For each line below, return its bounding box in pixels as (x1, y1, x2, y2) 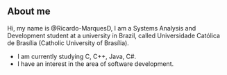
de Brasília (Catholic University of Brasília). (7, 38, 130, 47)
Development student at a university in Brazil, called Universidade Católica (7, 31, 221, 40)
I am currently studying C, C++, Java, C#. (17, 52, 137, 60)
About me (7, 6, 51, 17)
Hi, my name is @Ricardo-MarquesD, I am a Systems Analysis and (7, 24, 196, 32)
